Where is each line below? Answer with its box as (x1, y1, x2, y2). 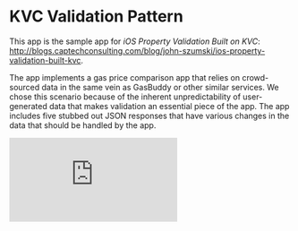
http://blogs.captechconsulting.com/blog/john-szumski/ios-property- (9, 45, 266, 56)
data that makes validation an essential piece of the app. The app (48, 100, 290, 111)
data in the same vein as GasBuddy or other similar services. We (41, 81, 279, 92)
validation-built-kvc (9, 55, 81, 65)
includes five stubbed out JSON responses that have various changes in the (9, 110, 290, 121)
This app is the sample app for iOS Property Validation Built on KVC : (9, 36, 261, 47)
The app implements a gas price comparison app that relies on (9, 72, 240, 82)
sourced (9, 81, 40, 92)
